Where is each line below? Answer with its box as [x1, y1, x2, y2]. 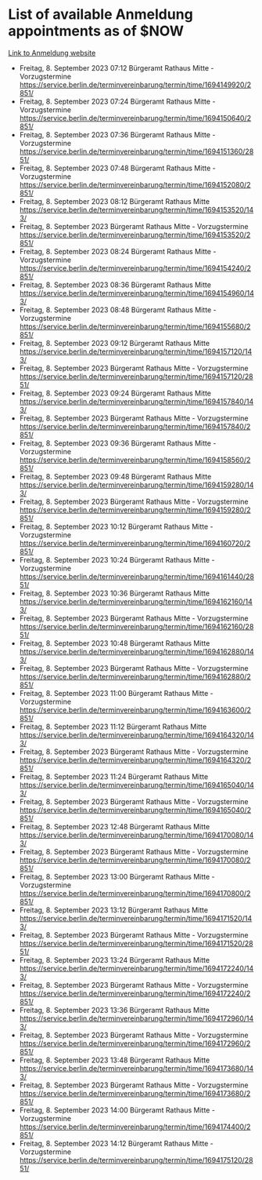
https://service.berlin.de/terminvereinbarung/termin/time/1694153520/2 [19, 230, 251, 239]
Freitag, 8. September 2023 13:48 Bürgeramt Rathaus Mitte [19, 1055, 210, 1065]
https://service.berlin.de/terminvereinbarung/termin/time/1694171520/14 [19, 913, 253, 923]
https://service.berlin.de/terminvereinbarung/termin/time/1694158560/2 [19, 455, 251, 464]
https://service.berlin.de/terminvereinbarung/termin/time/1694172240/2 [19, 989, 251, 998]
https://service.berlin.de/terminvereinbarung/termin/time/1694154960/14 [19, 288, 254, 297]
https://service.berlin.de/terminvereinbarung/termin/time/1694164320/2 [19, 755, 252, 764]
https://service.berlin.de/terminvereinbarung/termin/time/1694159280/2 [19, 504, 251, 515]
